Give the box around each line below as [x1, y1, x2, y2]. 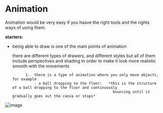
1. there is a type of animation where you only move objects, [25, 72, 159, 77]
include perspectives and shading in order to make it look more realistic [12, 58, 156, 64]
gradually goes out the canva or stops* [12, 94, 96, 98]
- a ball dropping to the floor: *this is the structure [34, 81, 157, 86]
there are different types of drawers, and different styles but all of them [12, 52, 156, 59]
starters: [5, 34, 23, 40]
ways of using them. [5, 24, 46, 30]
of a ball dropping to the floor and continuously [12, 85, 118, 90]
